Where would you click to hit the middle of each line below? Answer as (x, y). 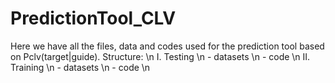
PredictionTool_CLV (93, 18)
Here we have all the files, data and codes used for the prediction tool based (167, 46)
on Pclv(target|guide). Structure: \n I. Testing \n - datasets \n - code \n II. (160, 56)
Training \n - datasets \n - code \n (80, 67)
